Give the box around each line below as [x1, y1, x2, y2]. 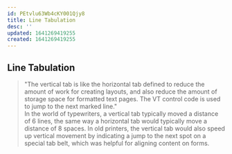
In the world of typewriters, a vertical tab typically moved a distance [24, 109, 219, 118]
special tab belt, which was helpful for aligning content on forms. [24, 139, 210, 147]
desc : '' [7, 23, 33, 30]
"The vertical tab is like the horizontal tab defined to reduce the [24, 80, 205, 88]
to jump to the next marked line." [24, 102, 118, 110]
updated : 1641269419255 [7, 29, 76, 37]
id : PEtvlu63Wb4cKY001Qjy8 [7, 10, 85, 17]
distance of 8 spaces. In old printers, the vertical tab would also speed [24, 124, 225, 132]
